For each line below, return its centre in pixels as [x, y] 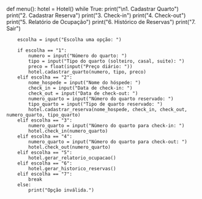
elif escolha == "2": [45, 77]
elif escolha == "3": [45, 120]
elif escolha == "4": [45, 136]
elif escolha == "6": [45, 163]
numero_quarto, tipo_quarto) [43, 115]
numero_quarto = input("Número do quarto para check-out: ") [108, 142]
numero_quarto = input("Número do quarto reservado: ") [101, 99]
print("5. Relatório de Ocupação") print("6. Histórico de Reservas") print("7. [101, 22]
